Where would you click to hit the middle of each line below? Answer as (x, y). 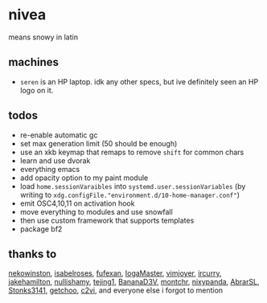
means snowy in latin (43, 37)
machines (33, 62)
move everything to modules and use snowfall (96, 211)
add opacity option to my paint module (84, 178)
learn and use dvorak (55, 160)
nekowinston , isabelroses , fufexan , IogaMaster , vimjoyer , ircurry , (115, 273)
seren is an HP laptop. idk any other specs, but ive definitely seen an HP (139, 81)
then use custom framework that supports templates (107, 220)
